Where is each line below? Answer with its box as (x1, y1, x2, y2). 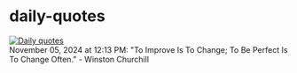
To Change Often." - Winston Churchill (9, 54, 149, 64)
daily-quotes (9, 6, 106, 26)
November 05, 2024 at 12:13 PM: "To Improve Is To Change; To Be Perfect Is (9, 44, 288, 55)
